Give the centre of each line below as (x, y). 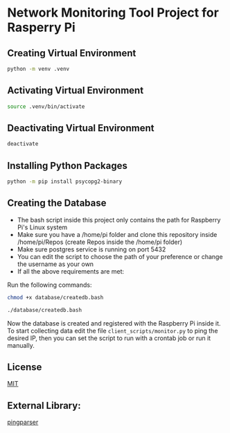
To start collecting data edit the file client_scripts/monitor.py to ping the (113, 330)
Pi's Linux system (42, 227)
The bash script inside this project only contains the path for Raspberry (119, 220)
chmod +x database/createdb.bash (55, 297)
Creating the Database (57, 203)
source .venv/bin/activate (46, 106)
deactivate (23, 144)
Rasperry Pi (42, 27)
